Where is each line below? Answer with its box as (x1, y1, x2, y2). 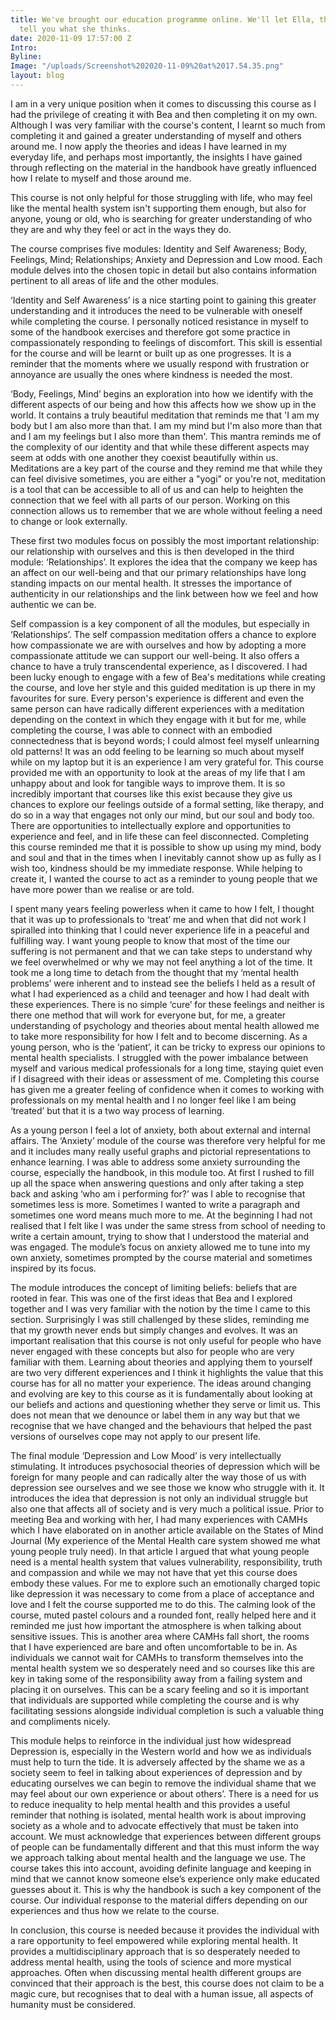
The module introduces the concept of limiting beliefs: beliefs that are (10, 1281, 298, 1293)
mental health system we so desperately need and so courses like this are (10, 1662, 315, 1674)
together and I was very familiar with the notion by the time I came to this (10, 1302, 311, 1315)
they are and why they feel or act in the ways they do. (10, 223, 232, 235)
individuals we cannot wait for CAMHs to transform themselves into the (10, 1651, 304, 1663)
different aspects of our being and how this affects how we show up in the (10, 398, 317, 410)
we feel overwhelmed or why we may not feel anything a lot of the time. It (10, 956, 313, 968)
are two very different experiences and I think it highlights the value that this (10, 1366, 324, 1378)
